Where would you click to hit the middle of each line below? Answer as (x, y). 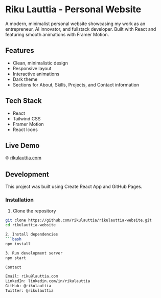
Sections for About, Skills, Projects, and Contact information (76, 84)
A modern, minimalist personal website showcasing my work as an (75, 24)
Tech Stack (24, 101)
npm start (16, 258)
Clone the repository (34, 211)
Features (20, 50)
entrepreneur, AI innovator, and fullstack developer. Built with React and (81, 29)
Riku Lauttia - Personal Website (73, 9)
